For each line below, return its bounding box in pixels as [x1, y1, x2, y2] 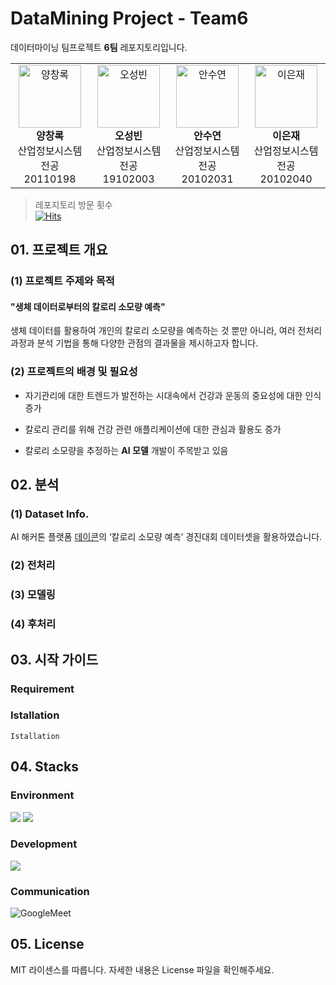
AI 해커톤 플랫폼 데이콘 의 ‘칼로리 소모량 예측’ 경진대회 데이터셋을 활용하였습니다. [10, 531, 323, 543]
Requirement [10, 682, 75, 696]
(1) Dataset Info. [10, 507, 90, 521]
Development [10, 837, 78, 851]
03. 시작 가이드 [10, 651, 99, 668]
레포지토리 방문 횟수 [34, 198, 113, 211]
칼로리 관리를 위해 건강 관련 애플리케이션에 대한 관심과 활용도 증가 [24, 423, 282, 435]
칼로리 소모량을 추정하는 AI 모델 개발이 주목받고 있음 [24, 444, 229, 456]
